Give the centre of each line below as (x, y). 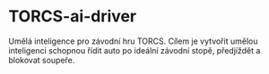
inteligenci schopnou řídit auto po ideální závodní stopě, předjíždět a (134, 50)
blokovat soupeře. (42, 60)
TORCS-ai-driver (72, 16)
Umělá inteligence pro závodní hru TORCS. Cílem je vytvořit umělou (133, 41)
